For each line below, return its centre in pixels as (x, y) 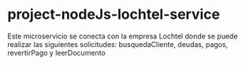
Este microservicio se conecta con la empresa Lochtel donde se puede (123, 36)
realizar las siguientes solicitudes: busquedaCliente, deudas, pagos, (118, 44)
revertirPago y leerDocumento (56, 52)
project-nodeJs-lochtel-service (114, 14)
